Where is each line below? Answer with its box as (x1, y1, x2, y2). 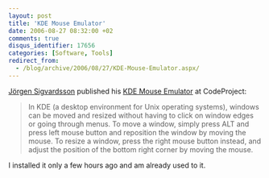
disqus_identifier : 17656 (8, 42, 95, 50)
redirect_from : (8, 57, 60, 65)
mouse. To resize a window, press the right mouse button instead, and (27, 136, 262, 146)
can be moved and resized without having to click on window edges (27, 110, 254, 120)
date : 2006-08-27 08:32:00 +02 (8, 27, 114, 35)
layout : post (8, 11, 52, 20)
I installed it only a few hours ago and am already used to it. (8, 160, 206, 170)
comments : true (8, 34, 60, 43)
